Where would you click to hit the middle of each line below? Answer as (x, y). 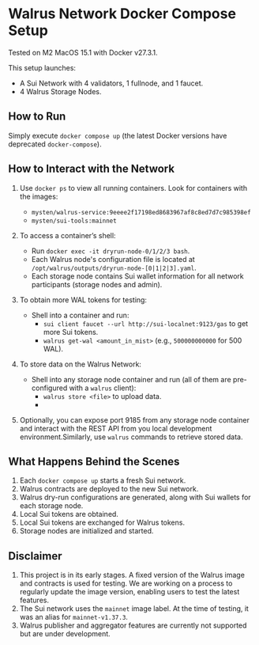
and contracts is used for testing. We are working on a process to (126, 583)
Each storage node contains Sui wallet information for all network (137, 276)
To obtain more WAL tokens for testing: (83, 300)
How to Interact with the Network (92, 169)
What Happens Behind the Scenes (94, 461)
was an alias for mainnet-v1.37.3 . (74, 617)
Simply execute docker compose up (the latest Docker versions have (118, 135)
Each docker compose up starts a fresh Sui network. (103, 480)
